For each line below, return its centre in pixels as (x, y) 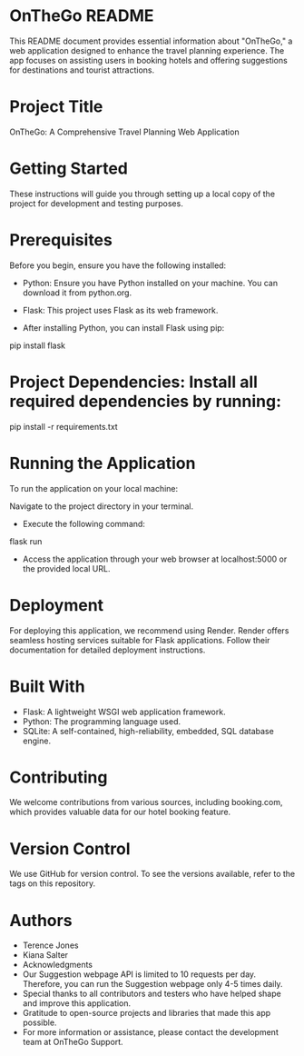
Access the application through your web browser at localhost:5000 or (155, 559)
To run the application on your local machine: (94, 488)
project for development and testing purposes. (96, 203)
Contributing (59, 777)
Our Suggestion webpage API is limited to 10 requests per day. (139, 974)
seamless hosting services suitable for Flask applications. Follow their (140, 640)
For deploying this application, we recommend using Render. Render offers (149, 630)
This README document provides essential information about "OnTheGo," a (151, 41)
